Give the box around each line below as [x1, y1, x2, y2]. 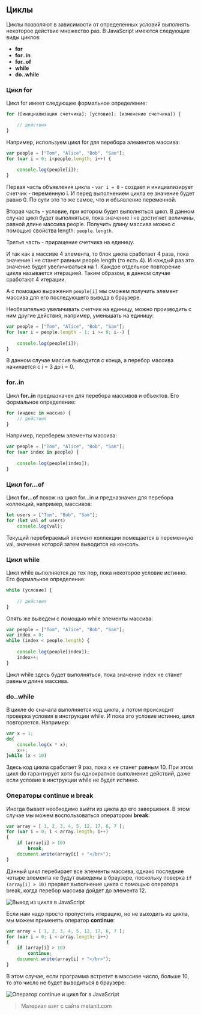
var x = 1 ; [6, 730, 34, 736]
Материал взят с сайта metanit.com [20, 1002, 112, 1010]
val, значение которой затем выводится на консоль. [6, 540, 140, 548]
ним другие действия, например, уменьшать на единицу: [6, 312, 154, 319]
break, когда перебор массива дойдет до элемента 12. [6, 887, 147, 894]
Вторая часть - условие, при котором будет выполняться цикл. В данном [6, 208, 195, 215]
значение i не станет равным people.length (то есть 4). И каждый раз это [6, 257, 194, 264]
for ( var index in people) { [6, 449, 79, 455]
